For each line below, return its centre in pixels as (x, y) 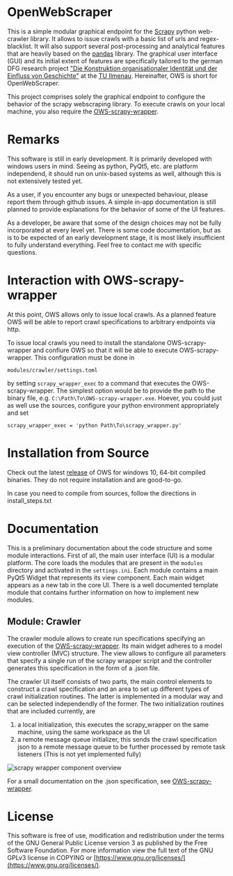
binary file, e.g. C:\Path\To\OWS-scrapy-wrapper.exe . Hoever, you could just (115, 398)
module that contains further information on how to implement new (103, 592)
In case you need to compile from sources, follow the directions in (102, 493)
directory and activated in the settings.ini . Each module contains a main (113, 570)
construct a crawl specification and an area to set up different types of (109, 689)
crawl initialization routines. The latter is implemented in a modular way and (115, 696)
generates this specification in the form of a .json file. (83, 668)
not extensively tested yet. (45, 181)
